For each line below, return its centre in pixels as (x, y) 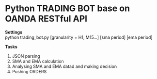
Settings (14, 32)
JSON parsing (26, 56)
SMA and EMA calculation (38, 61)
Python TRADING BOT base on (67, 8)
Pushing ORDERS (29, 71)
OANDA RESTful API (46, 19)
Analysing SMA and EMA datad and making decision (64, 66)
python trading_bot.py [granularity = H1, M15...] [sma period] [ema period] (79, 37)
